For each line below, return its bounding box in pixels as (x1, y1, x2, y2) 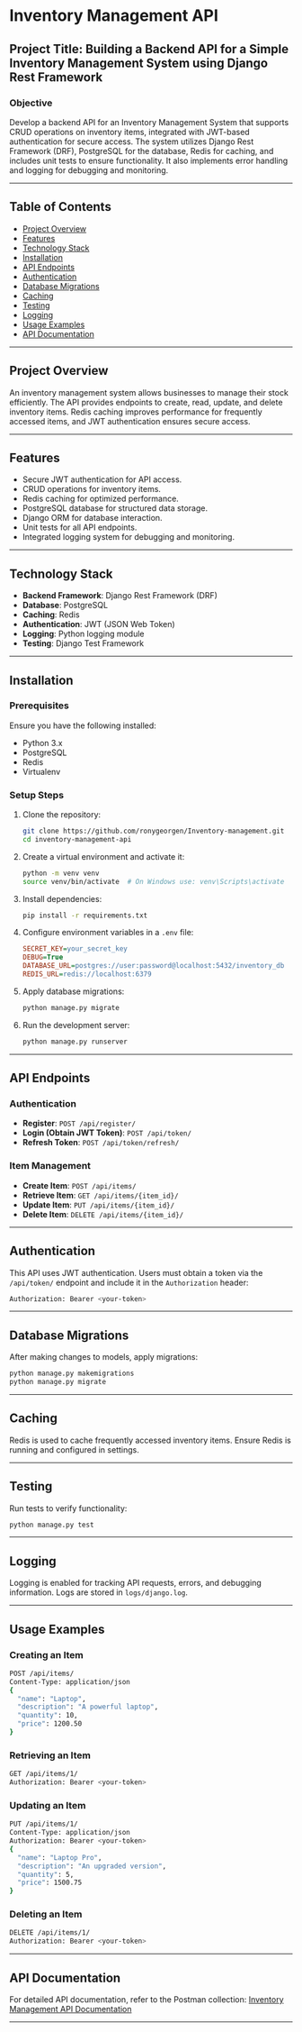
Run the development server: (22, 1019, 130, 1030)
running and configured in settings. (9, 1444, 139, 1455)
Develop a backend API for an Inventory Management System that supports (9, 116, 289, 127)
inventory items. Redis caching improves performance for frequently (9, 406, 262, 417)
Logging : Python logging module (22, 628, 146, 640)
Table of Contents (9, 199, 112, 214)
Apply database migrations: (22, 986, 125, 997)
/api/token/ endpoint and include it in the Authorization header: (9, 1277, 249, 1288)
